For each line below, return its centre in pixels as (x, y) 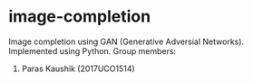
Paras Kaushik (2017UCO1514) (78, 68)
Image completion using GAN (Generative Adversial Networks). (126, 41)
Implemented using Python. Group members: (92, 50)
